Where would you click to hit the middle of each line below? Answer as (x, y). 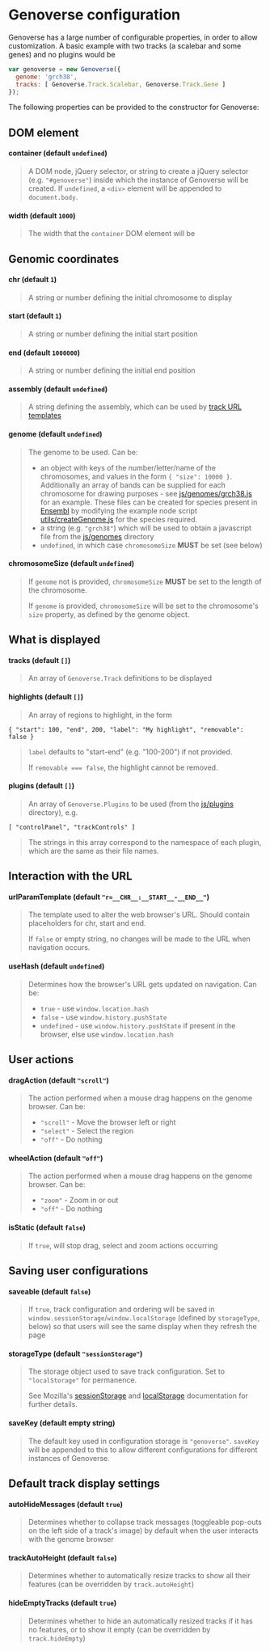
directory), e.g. (53, 812)
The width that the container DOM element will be (112, 234)
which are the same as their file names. (93, 851)
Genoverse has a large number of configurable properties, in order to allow (133, 37)
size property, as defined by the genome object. (109, 614)
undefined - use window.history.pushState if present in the (138, 1025)
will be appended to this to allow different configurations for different (143, 1450)
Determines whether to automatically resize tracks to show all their (139, 1576)
